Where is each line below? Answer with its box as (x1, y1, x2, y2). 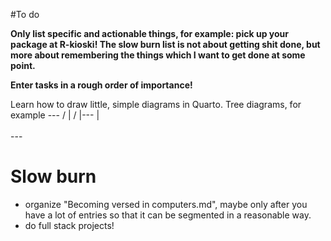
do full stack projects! (24, 219, 115, 231)
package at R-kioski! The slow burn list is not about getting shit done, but (10, 39, 321, 50)
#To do (10, 9, 40, 20)
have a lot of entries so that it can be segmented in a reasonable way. (24, 209, 312, 221)
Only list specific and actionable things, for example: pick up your (10, 28, 289, 39)
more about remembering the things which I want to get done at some (10, 49, 306, 61)
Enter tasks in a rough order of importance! (10, 79, 193, 91)
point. (10, 60, 36, 71)
